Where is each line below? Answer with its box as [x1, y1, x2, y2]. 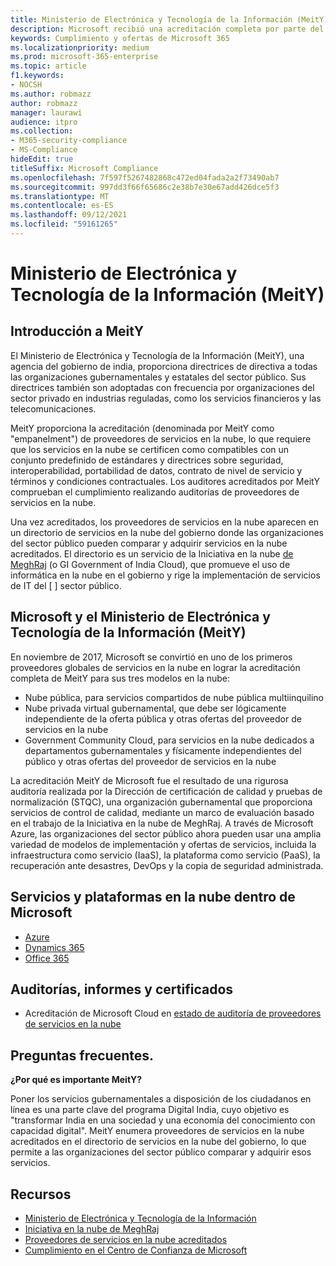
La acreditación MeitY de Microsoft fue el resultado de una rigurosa [10, 774, 289, 786]
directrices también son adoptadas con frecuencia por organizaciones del [10, 381, 315, 393]
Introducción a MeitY [10, 323, 145, 340]
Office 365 [24, 952, 70, 964]
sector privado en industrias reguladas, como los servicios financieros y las [10, 392, 322, 404]
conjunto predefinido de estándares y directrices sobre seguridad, [10, 454, 284, 466]
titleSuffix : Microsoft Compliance [10, 163, 159, 173]
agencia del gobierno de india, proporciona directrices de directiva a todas [10, 360, 318, 372]
